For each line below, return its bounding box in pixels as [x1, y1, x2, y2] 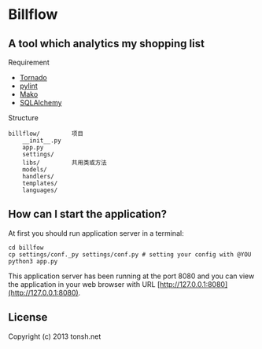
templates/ [22, 179, 58, 187]
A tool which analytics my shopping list [8, 37, 205, 50]
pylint [19, 81, 38, 90]
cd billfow [8, 244, 44, 252]
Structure [8, 113, 39, 123]
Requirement [8, 57, 50, 67]
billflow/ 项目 [8, 130, 84, 138]
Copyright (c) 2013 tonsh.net [8, 332, 101, 341]
